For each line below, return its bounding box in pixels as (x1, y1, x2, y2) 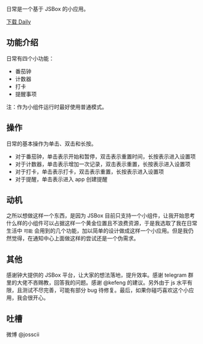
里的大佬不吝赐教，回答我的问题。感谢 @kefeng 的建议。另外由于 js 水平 (6, 279, 188, 286)
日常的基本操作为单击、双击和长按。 (6, 140, 97, 147)
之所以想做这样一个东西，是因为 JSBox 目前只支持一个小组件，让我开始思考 (6, 212, 195, 219)
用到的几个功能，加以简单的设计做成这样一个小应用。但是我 (39, 227, 188, 234)
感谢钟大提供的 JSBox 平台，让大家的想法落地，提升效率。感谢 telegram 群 (6, 271, 194, 279)
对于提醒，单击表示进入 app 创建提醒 (15, 175, 108, 183)
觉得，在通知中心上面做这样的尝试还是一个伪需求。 (11, 235, 139, 242)
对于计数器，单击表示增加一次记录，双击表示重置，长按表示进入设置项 (15, 160, 191, 168)
